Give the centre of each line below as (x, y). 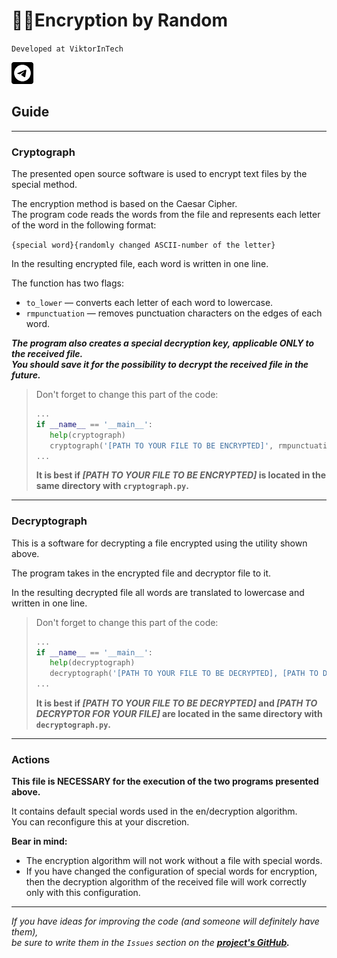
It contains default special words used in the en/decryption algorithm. (154, 811)
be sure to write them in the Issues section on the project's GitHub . (151, 943)
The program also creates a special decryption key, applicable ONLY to (163, 343)
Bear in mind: (39, 841)
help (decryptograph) (92, 663)
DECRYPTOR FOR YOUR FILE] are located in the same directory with (179, 714)
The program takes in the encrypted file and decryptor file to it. (141, 573)
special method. (44, 185)
